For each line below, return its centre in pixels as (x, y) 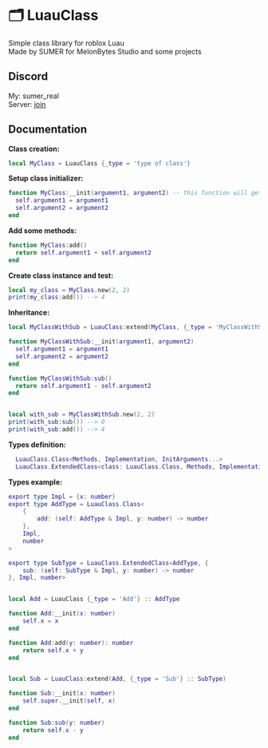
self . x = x (41, 621)
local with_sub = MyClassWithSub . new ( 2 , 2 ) (82, 415)
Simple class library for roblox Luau (67, 43)
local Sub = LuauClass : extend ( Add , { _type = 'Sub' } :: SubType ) (117, 679)
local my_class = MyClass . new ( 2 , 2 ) (69, 290)
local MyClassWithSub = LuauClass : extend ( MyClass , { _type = (110, 327)
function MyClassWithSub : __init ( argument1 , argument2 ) (101, 342)
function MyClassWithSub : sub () (60, 378)
